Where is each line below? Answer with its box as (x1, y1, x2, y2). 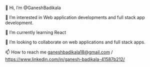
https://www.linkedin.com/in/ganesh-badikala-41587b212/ (5, 56, 125, 62)
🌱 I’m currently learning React (5, 29, 66, 35)
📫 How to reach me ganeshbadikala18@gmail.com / (5, 49, 113, 55)
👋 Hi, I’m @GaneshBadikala (5, 5, 61, 10)
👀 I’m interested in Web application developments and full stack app (5, 14, 145, 20)
